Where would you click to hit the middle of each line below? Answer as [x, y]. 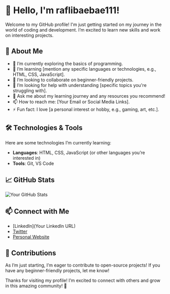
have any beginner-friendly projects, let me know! [57, 271]
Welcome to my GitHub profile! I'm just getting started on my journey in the [83, 24]
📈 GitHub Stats [30, 180]
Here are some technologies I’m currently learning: [58, 142]
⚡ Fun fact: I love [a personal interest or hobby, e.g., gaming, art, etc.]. [86, 109]
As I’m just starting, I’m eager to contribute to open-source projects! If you [83, 265]
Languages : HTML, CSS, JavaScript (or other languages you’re [79, 153]
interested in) [26, 158]
